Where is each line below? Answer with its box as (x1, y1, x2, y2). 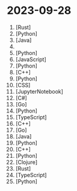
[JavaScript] (15, 56, 47, 63)
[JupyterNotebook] (15, 88, 64, 95)
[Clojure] (15, 158, 38, 166)
